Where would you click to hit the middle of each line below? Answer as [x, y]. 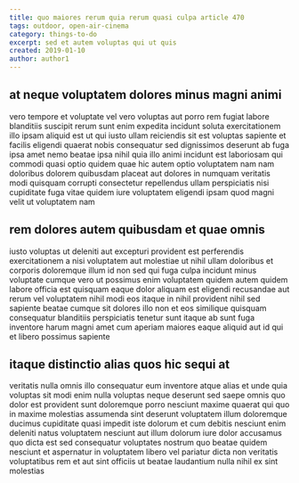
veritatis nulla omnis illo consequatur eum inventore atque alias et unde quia [148, 386]
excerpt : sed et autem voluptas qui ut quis [93, 42]
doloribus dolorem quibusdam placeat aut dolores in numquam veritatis [140, 173]
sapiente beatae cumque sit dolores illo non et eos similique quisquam [138, 307]
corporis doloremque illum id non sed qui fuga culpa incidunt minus [133, 270]
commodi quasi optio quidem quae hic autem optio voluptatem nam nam [141, 164]
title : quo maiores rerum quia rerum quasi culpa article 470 [127, 17]
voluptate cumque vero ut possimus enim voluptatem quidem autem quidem [149, 279]
